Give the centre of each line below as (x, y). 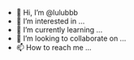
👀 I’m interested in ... (50, 21)
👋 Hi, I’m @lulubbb (47, 13)
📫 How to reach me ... (54, 47)
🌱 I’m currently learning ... (59, 30)
